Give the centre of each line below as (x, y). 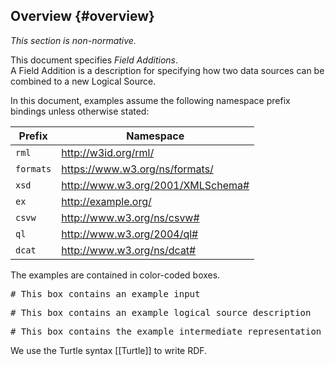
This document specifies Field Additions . (94, 60)
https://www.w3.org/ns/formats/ (137, 169)
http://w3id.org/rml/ (108, 152)
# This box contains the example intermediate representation (166, 331)
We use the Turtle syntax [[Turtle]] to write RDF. (109, 350)
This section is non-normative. (73, 40)
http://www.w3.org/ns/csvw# (130, 217)
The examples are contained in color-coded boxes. (115, 275)
